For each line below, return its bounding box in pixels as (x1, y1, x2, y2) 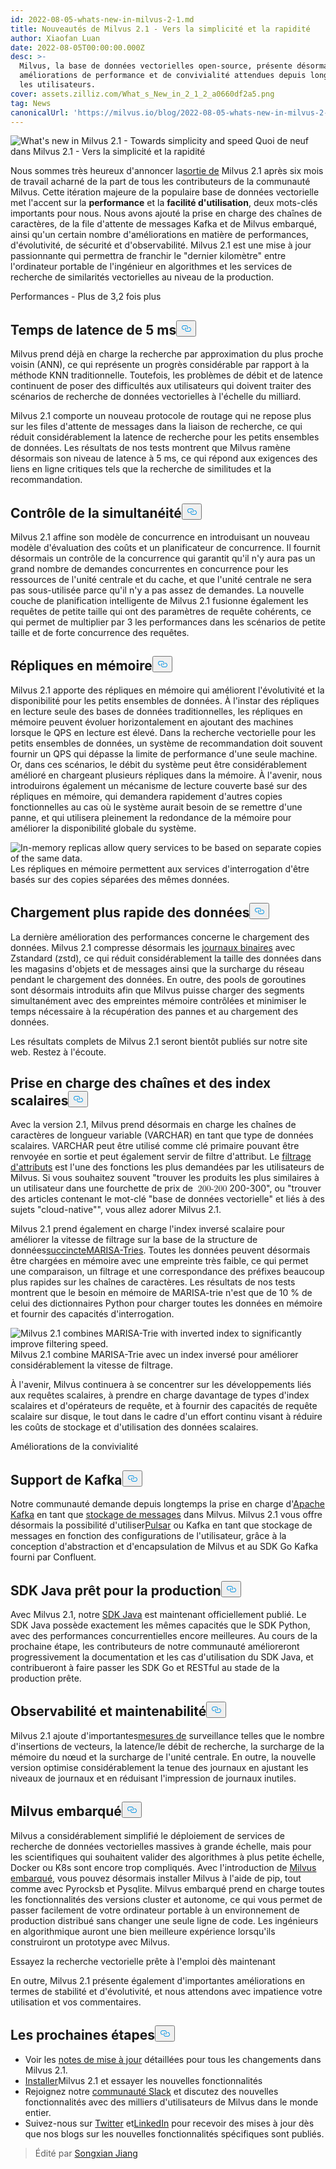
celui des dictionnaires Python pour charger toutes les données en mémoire (10, 1297, 323, 1310)
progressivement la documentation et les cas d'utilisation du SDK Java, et (10, 1651, 314, 1663)
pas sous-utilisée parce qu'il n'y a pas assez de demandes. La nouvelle (10, 584, 305, 596)
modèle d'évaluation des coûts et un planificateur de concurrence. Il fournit (10, 542, 321, 553)
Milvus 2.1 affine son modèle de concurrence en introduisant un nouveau (10, 531, 310, 543)
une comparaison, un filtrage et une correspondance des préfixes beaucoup (10, 1266, 325, 1278)
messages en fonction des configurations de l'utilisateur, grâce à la (10, 1530, 287, 1542)
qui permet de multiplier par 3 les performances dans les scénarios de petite (10, 616, 326, 628)
